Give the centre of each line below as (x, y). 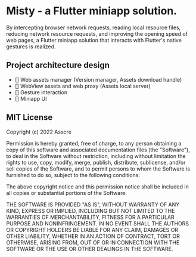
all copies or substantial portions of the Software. (66, 193)
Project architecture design (58, 65)
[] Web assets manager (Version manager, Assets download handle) (98, 79)
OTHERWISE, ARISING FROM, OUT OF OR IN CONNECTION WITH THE (93, 242)
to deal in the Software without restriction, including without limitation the (96, 156)
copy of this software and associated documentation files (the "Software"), (98, 150)
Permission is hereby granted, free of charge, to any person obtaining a (94, 143)
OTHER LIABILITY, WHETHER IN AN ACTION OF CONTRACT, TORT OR (93, 236)
